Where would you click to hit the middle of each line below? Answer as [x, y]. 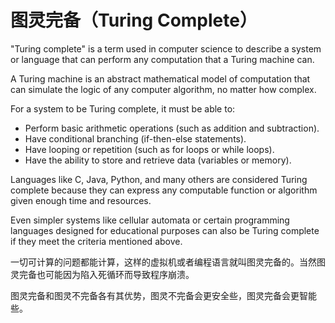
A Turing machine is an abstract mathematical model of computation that [160, 78]
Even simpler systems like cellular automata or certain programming [150, 220]
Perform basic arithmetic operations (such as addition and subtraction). [172, 128]
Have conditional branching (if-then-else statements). [135, 138]
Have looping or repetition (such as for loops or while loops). [149, 149]
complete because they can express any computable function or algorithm [164, 190]
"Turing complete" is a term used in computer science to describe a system [166, 48]
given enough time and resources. [81, 200]
